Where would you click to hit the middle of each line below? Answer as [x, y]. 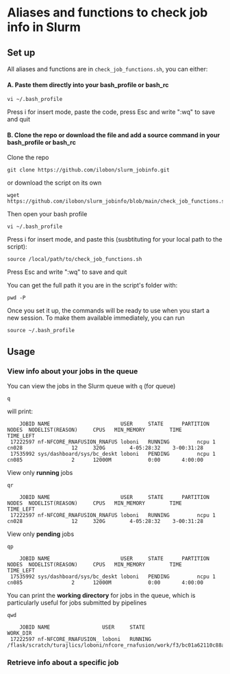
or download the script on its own [54, 183]
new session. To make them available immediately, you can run [96, 318]
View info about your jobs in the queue [73, 371]
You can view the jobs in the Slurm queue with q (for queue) [91, 386]
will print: [20, 411]
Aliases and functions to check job [107, 13]
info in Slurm [44, 27]
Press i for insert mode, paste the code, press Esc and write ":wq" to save [111, 112]
